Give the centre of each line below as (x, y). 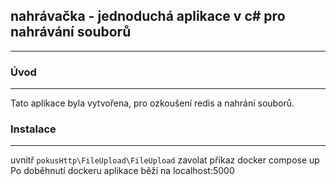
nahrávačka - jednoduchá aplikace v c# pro (148, 16)
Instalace (33, 129)
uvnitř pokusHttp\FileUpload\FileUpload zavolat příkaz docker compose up (165, 160)
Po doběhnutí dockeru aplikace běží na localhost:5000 (122, 171)
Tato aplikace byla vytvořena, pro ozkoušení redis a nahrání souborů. (152, 103)
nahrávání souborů (71, 32)
